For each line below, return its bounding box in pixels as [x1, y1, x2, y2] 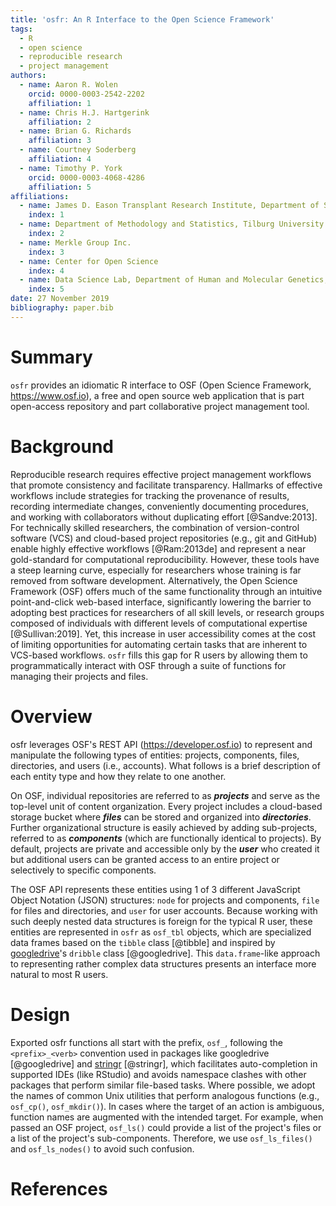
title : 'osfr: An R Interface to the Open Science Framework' [10, 14, 275, 25]
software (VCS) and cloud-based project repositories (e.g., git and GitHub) [10, 532, 318, 544]
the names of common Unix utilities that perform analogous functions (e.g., [10, 1089, 320, 1101]
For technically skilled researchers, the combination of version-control [10, 521, 300, 533]
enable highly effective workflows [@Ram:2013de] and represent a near [10, 542, 307, 555]
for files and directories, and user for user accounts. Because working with [10, 904, 318, 916]
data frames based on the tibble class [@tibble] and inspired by [10, 936, 276, 948]
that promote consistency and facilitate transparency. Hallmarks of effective [10, 479, 323, 491]
